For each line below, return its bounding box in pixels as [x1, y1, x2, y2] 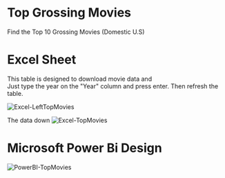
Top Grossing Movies [7, 5, 132, 21]
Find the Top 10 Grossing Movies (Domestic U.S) [7, 28, 145, 36]
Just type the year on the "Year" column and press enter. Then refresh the [7, 81, 219, 90]
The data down [7, 116, 50, 124]
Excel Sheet [7, 52, 77, 68]
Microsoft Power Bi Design [7, 140, 162, 156]
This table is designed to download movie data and [7, 75, 153, 83]
